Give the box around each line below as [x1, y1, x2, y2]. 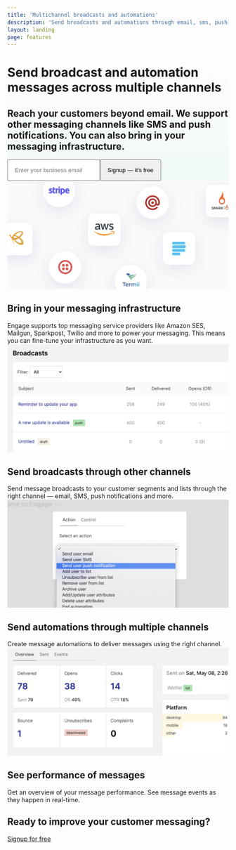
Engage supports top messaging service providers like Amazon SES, [7, 321, 206, 329]
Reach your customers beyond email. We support [7, 107, 228, 119]
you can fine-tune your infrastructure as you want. [7, 336, 153, 344]
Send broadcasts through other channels [7, 466, 191, 478]
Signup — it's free [107, 166, 154, 174]
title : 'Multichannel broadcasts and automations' [7, 11, 159, 18]
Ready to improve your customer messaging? [7, 816, 211, 828]
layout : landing [7, 26, 55, 33]
